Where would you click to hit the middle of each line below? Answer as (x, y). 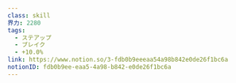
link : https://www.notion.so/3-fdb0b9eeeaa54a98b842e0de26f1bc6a (118, 60)
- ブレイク (30, 45)
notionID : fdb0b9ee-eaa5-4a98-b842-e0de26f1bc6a (89, 67)
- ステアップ (33, 38)
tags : (16, 30)
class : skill (29, 15)
